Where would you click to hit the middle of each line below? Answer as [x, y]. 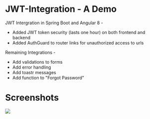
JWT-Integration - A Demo [61, 9]
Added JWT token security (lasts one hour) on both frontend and [79, 32]
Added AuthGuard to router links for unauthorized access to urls [78, 42]
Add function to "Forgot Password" [48, 78]
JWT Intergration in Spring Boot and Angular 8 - [54, 23]
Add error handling [32, 67]
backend [21, 38]
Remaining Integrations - [30, 52]
